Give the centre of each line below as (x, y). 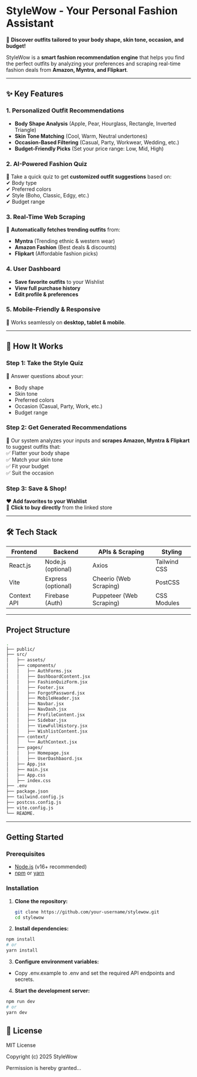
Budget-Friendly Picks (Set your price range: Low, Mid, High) (89, 148)
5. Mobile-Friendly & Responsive (53, 309)
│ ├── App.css (26, 775)
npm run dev (21, 1002)
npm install (21, 940)
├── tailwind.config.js (35, 797)
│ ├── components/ (31, 666)
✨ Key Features (35, 94)
